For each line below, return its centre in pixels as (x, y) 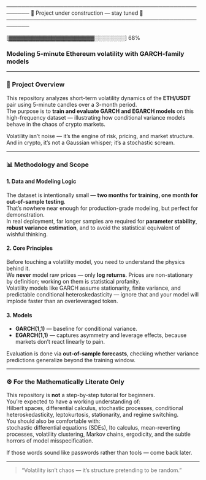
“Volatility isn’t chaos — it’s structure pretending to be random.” (101, 470)
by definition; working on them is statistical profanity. (73, 281)
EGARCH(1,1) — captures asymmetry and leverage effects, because (101, 335)
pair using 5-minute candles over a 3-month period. (72, 104)
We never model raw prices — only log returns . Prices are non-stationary (100, 275)
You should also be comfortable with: (53, 421)
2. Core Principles (30, 248)
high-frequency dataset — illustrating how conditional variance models (96, 117)
